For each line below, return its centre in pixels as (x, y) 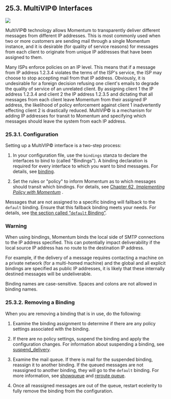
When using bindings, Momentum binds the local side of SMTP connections (85, 237)
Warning (16, 226)
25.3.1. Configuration (32, 134)
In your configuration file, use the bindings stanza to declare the (80, 155)
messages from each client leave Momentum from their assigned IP (76, 99)
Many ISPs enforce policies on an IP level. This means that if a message (80, 67)
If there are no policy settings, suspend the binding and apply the (81, 338)
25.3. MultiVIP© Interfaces (49, 8)
